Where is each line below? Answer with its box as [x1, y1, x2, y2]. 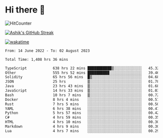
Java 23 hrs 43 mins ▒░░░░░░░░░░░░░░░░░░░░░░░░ [5, 84, 142, 89]
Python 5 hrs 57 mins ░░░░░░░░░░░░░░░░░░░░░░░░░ [5, 110, 142, 115]
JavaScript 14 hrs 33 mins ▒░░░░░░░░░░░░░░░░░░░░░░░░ [5, 88, 142, 93]
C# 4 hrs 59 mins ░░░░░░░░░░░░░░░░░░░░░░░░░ [5, 115, 142, 120]
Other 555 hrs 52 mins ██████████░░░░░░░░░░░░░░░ [5, 70, 142, 75]
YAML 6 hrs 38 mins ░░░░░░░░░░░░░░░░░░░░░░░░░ [5, 106, 142, 111]
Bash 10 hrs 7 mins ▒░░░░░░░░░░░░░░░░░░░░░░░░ [5, 93, 142, 97]
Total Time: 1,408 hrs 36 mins [5, 57, 68, 62]
